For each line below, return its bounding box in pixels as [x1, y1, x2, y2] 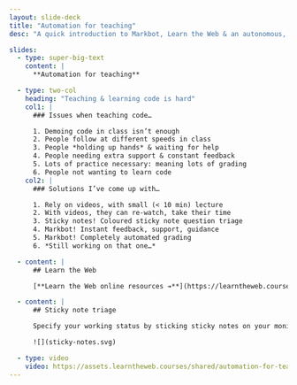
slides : [9, 45, 38, 54]
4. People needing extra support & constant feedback [32, 151, 236, 160]
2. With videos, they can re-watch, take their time [32, 209, 232, 218]
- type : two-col [17, 86, 77, 95]
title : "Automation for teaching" [9, 21, 137, 30]
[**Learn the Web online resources [32, 281, 164, 290]
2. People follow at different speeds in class [32, 135, 212, 144]
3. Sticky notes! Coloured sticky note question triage [32, 217, 243, 226]
